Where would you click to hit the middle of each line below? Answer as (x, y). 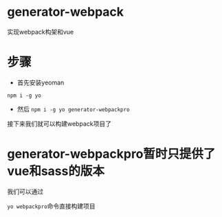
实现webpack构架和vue (41, 32)
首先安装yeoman (41, 82)
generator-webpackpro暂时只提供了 (111, 154)
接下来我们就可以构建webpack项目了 (59, 124)
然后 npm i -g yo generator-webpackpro (73, 109)
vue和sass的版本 (56, 171)
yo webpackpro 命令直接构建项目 (52, 206)
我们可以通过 (25, 191)
